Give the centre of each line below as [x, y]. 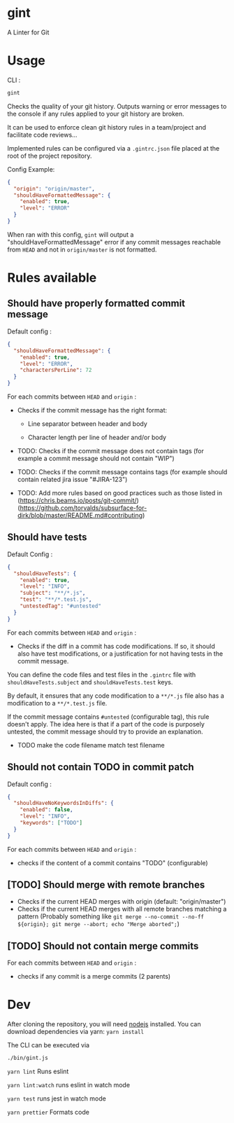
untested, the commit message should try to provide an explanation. [105, 731]
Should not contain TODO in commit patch [101, 767]
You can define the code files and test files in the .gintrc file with [102, 675]
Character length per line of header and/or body [97, 437]
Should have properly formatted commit [96, 304]
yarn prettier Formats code [48, 1112]
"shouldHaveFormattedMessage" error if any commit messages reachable [114, 242]
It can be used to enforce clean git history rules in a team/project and [107, 127]
